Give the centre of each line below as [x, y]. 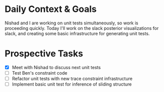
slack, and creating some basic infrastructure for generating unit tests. [77, 33]
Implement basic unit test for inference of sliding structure [72, 84]
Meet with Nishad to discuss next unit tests [56, 67]
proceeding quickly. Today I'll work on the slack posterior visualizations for [82, 28]
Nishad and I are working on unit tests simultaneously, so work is [71, 23]
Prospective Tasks [44, 54]
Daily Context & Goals [51, 9]
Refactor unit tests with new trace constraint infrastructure [72, 79]
